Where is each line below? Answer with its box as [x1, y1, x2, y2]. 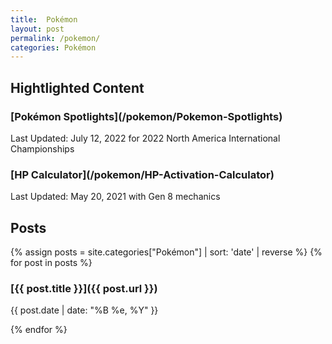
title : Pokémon [10, 14, 78, 25]
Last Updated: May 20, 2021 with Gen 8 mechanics [10, 191, 221, 203]
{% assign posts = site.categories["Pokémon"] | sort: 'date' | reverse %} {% [10, 246, 323, 258]
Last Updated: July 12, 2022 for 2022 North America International [10, 132, 281, 144]
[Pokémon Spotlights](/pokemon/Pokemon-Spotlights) [10, 109, 283, 123]
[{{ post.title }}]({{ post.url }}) [10, 281, 158, 295]
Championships [10, 142, 75, 155]
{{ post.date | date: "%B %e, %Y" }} [10, 304, 159, 316]
